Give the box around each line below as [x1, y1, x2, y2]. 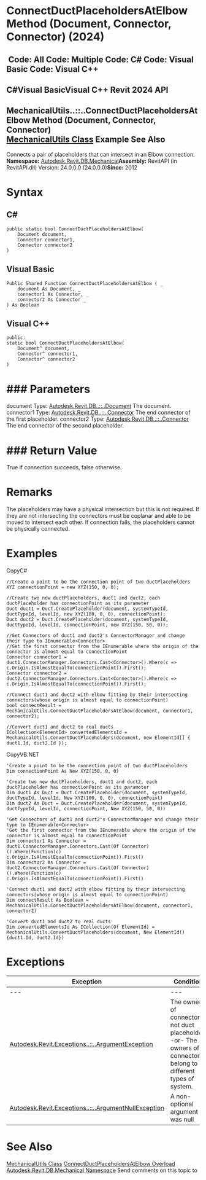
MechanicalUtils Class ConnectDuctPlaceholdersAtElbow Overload [6, 1160, 176, 1168]
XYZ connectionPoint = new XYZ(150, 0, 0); [6, 584, 120, 590]
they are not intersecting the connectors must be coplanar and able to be [6, 512, 191, 520]
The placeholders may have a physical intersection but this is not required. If [6, 506, 200, 513]
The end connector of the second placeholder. [6, 422, 124, 429]
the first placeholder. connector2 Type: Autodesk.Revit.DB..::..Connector [6, 415, 189, 423]
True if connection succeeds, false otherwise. [6, 464, 122, 471]
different [170, 1067, 195, 1076]
